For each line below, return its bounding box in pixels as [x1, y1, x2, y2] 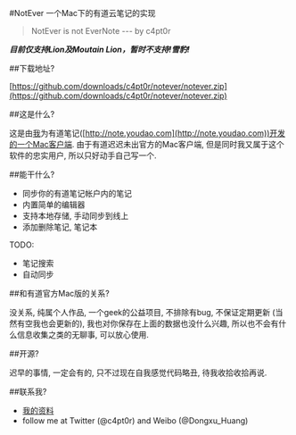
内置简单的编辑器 [21, 199, 86, 210]
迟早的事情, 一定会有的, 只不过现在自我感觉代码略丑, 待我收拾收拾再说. [9, 367, 267, 378]
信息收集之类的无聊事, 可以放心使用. [16, 330, 150, 339]
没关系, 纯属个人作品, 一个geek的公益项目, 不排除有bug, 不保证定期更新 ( [9, 307, 275, 317]
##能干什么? [9, 169, 55, 180]
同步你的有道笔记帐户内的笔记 [21, 188, 132, 198]
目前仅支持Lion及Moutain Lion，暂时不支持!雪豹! [9, 44, 190, 54]
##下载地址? [9, 63, 55, 73]
